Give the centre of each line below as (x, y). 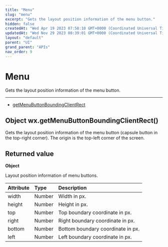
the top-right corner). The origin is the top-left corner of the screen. (75, 138)
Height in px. (73, 204)
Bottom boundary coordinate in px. (99, 229)
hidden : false (20, 24)
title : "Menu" (20, 10)
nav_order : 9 (19, 52)
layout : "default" (24, 38)
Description (72, 188)
